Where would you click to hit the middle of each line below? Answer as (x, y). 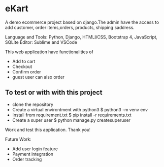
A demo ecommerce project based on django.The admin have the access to (82, 22)
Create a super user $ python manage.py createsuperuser (71, 120)
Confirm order (27, 71)
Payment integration (33, 154)
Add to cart (24, 61)
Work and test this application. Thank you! (48, 130)
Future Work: (18, 139)
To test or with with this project (54, 92)
